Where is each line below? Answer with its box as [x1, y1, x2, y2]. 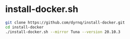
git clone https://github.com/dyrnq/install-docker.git [5, 20, 125, 25]
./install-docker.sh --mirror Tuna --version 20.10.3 [5, 29, 121, 34]
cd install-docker [5, 24, 44, 29]
